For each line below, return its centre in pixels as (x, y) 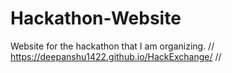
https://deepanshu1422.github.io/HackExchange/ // (116, 56)
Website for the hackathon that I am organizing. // (112, 46)
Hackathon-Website (96, 18)
